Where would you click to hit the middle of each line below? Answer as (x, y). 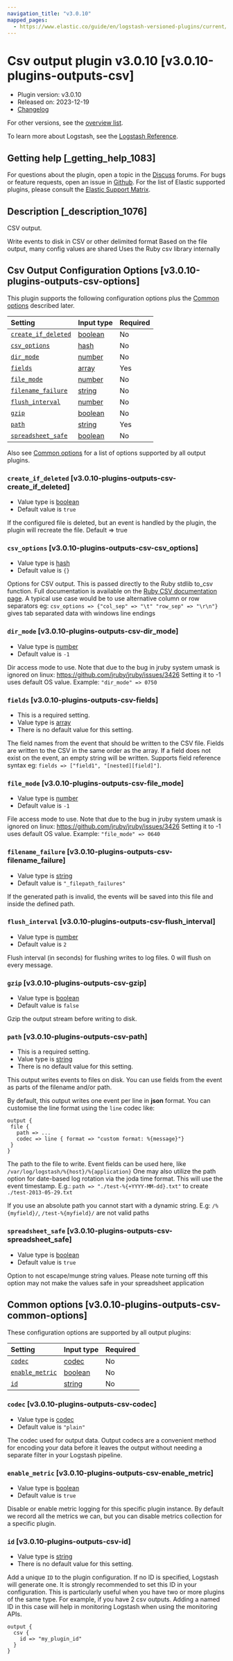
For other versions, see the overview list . (65, 123)
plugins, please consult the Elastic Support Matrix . (79, 190)
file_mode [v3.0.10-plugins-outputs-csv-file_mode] (95, 783)
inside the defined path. (41, 904)
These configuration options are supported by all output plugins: (99, 1332)
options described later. (41, 305)
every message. (30, 965)
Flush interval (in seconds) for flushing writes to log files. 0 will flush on (109, 957)
